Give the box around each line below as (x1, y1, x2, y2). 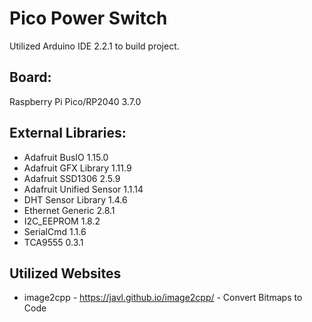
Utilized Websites (9, 265, 122, 282)
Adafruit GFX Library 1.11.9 (23, 162, 132, 174)
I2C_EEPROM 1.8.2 (23, 215, 101, 227)
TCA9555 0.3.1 (23, 236, 84, 248)
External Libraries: (9, 125, 127, 142)
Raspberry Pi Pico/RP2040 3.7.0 (9, 95, 142, 107)
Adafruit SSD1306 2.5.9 (23, 172, 121, 184)
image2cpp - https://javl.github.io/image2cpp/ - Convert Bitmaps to (23, 292, 303, 304)
